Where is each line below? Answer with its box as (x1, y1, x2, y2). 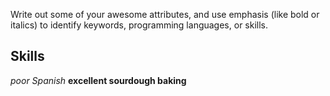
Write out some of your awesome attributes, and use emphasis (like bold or (10, 9, 320, 20)
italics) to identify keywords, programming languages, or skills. (10, 19, 269, 31)
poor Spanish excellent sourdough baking (10, 74, 187, 86)
